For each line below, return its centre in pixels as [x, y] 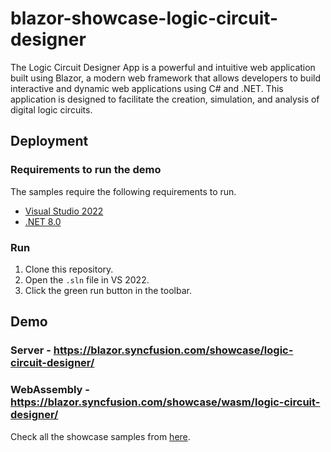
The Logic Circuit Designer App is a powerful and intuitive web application [163, 67]
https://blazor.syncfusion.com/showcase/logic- [173, 350]
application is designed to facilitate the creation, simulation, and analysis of [165, 99]
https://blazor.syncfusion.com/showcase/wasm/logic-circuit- [165, 402]
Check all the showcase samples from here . [100, 436]
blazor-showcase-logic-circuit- [144, 18]
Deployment [49, 141]
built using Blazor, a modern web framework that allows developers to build [165, 78]
